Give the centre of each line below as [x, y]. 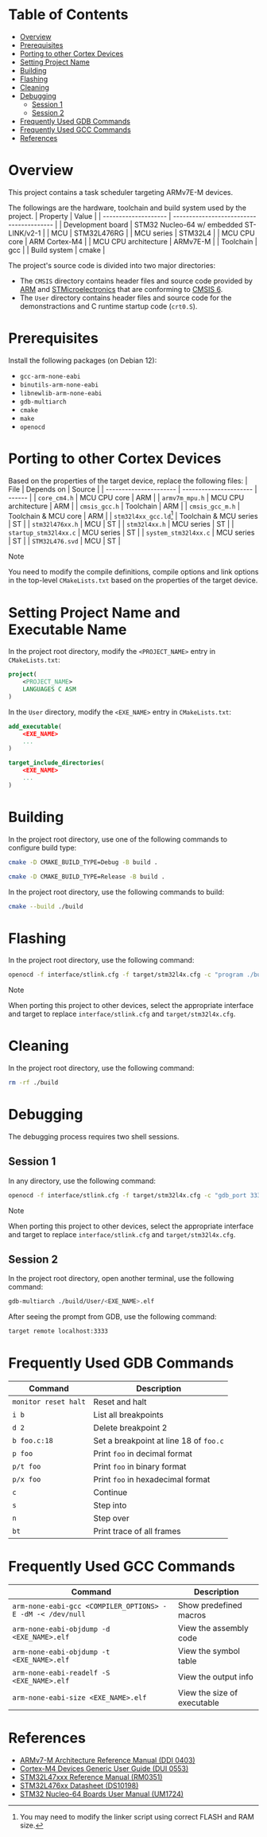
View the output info [215, 1677]
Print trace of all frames [137, 1531]
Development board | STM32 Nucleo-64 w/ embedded [153, 224]
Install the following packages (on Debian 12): [83, 360]
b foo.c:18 [33, 1441]
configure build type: [43, 847]
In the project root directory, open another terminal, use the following [121, 1279]
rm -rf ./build [33, 1083]
